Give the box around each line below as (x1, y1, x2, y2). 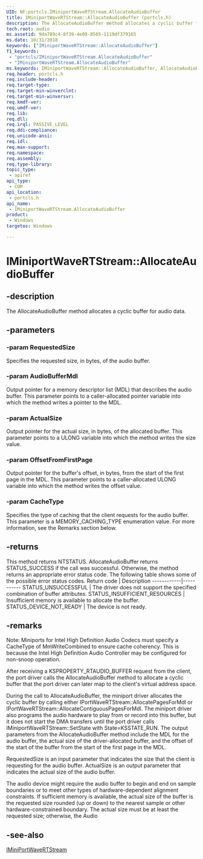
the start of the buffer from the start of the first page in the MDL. (6, 744, 167, 751)
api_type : (6, 178, 31, 184)
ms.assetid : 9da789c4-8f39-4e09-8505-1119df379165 (6, 32, 137, 38)
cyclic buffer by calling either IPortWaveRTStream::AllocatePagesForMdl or (6, 698, 193, 706)
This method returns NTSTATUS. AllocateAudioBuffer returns (6, 558, 158, 565)
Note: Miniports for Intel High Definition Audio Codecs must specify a (6, 637, 179, 644)
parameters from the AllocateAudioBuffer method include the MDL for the (6, 731, 189, 738)
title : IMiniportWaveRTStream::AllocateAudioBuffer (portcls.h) (6, 15, 172, 21)
